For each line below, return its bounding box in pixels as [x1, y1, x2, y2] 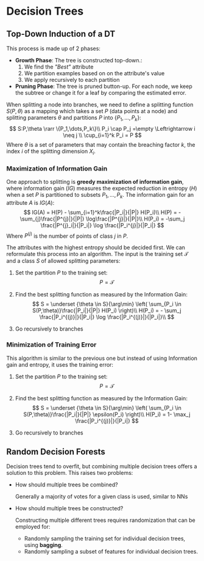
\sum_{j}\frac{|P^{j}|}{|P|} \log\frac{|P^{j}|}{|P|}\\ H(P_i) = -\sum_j [19, 215, 185, 222]
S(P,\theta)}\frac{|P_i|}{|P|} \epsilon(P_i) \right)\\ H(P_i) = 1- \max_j [23, 411, 191, 418]
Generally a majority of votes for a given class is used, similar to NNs [15, 493, 188, 501]
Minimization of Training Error [6, 340, 97, 349]
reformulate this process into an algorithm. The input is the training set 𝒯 [6, 251, 189, 258]
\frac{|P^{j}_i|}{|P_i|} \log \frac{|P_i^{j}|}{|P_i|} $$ [40, 221, 164, 229]
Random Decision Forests [6, 447, 105, 457]
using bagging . [24, 541, 63, 549]
